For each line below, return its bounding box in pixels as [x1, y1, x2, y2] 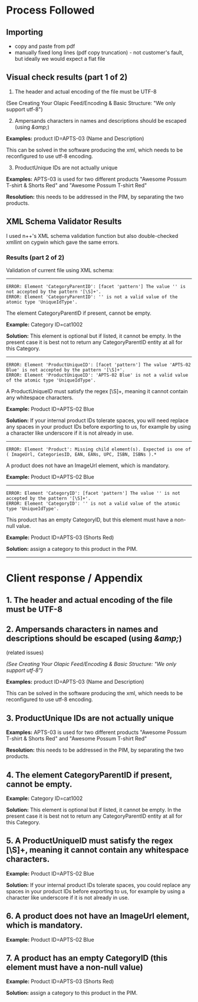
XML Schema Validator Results [6, 217, 122, 227]
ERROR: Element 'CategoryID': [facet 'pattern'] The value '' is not [6, 490, 181, 496]
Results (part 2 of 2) [6, 253, 65, 262]
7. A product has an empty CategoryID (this [6, 953, 168, 963]
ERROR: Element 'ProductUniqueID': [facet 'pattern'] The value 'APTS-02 [6, 361, 192, 368]
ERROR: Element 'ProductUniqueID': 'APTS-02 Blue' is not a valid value [6, 372, 189, 378]
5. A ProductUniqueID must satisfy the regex [6, 836, 173, 846]
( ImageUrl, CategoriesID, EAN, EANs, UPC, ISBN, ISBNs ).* [6, 451, 157, 458]
